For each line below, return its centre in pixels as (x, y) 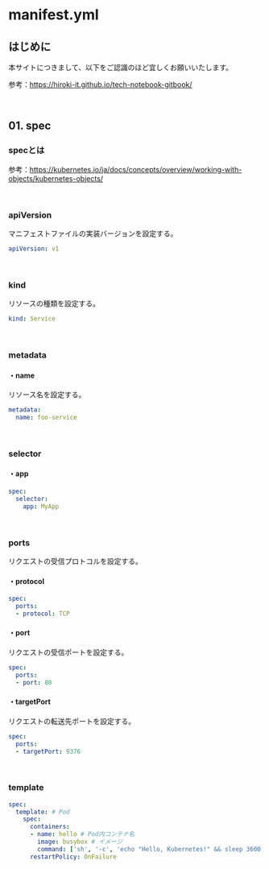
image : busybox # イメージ (80, 842)
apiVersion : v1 (34, 248)
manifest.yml (54, 15)
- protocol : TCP (43, 614)
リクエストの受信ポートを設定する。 (68, 652)
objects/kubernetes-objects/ (56, 178)
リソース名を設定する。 (47, 395)
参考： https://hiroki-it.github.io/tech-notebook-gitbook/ (100, 85)
